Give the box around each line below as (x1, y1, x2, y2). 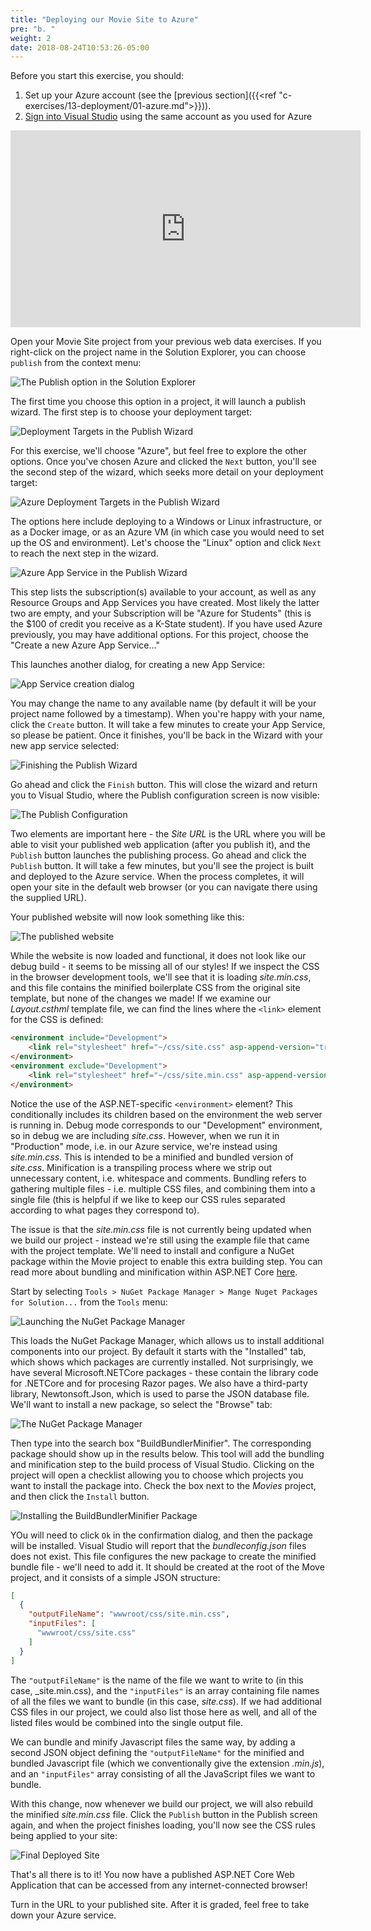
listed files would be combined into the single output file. (10, 1716, 244, 1728)
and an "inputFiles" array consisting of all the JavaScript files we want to (10, 1767, 316, 1780)
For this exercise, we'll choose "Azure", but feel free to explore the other (10, 445, 307, 457)
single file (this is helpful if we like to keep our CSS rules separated (10, 1193, 286, 1205)
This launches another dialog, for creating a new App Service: (10, 659, 266, 671)
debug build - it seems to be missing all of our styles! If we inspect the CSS (10, 961, 320, 973)
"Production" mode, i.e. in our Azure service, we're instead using (10, 1140, 278, 1152)
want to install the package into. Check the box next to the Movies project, (10, 1479, 317, 1491)
